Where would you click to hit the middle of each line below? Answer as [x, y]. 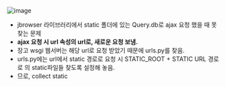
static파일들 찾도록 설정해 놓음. [73, 67]
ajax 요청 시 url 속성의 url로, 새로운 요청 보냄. [78, 42]
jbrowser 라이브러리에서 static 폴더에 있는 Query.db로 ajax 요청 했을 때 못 [117, 25]
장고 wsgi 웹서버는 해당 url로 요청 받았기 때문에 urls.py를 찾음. [101, 50]
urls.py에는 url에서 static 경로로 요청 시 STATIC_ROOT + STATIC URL [112, 59]
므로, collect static [43, 76]
